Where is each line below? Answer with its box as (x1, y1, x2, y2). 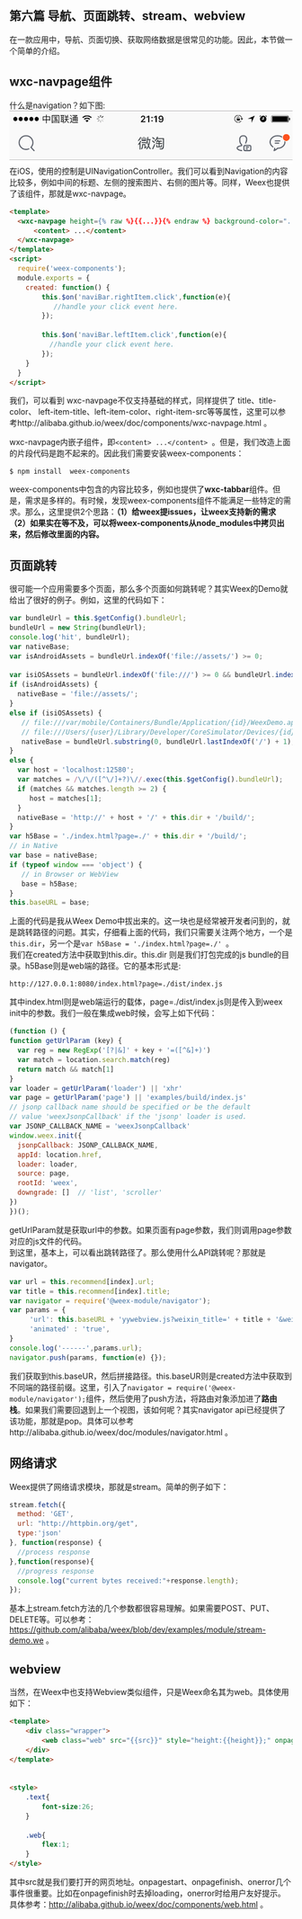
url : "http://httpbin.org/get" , (17, 1519, 139, 1529)
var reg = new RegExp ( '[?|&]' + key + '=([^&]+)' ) (17, 1046, 211, 1055)
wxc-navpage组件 (9, 75, 112, 90)
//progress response (17, 1566, 94, 1575)
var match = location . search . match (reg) (17, 1055, 171, 1064)
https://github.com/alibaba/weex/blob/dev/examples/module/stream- (9, 1624, 267, 1635)
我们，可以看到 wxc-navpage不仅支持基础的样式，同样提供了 (9, 395, 236, 406)
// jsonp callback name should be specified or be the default (9, 1102, 252, 1112)
